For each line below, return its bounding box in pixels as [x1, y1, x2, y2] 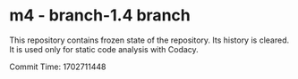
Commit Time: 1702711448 [9, 61, 106, 72]
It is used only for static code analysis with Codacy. [9, 43, 199, 54]
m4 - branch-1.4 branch [9, 5, 191, 26]
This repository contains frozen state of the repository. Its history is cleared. [9, 35, 289, 45]
